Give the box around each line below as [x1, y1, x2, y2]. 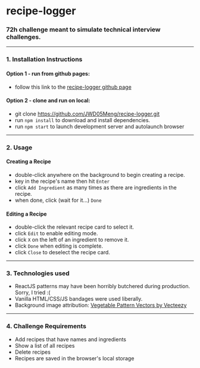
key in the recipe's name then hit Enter [14, 177, 110, 185]
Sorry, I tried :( [14, 289, 51, 296]
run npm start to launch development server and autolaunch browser [14, 123, 185, 130]
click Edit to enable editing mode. [14, 230, 98, 237]
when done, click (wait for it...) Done [14, 197, 102, 204]
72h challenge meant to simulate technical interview [6, 26, 161, 34]
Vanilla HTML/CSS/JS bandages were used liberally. [14, 295, 143, 302]
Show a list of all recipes [14, 342, 75, 349]
